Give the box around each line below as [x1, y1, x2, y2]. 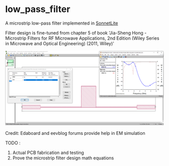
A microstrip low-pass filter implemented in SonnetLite [5, 20, 118, 26]
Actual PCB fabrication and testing [12, 149, 84, 155]
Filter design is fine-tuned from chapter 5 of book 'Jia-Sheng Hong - [5, 30, 147, 36]
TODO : [5, 139, 21, 146]
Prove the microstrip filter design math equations [12, 154, 114, 161]
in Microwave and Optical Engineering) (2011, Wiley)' [5, 40, 115, 46]
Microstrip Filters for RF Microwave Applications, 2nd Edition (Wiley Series [5, 35, 159, 41]
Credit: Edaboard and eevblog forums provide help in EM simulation [5, 130, 145, 136]
